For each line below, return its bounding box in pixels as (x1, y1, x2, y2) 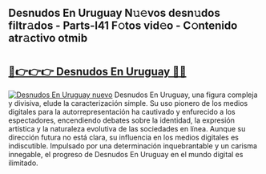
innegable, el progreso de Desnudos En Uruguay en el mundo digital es (8, 150, 244, 159)
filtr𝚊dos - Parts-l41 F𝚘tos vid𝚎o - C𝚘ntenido (8, 19, 238, 33)
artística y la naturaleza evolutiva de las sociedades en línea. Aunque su (8, 124, 246, 133)
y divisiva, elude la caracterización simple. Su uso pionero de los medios (8, 99, 248, 107)
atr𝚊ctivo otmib (8, 31, 88, 45)
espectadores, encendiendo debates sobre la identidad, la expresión (8, 115, 235, 125)
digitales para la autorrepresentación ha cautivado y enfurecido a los (8, 107, 236, 116)
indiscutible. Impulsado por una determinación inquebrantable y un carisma (8, 141, 258, 151)
